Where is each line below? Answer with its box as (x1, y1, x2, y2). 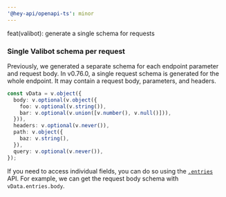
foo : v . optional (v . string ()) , (19, 103, 107, 110)
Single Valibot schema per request (7, 46, 126, 56)
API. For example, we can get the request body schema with (7, 174, 179, 182)
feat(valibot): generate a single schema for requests (7, 29, 156, 37)
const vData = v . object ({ (7, 90, 82, 97)
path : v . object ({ (13, 129, 64, 135)
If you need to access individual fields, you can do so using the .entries (7, 167, 213, 175)
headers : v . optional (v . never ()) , (13, 122, 110, 129)
